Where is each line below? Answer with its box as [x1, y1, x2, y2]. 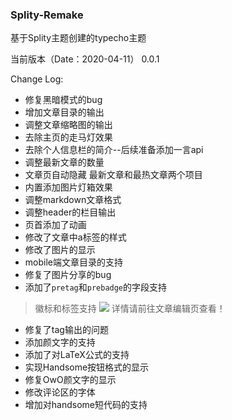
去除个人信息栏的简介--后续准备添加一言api [24, 144, 204, 156]
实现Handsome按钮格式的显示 [24, 361, 150, 373]
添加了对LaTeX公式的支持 [24, 349, 130, 361]
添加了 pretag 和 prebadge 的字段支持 [24, 281, 168, 293]
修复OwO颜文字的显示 [24, 374, 117, 386]
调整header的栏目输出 [24, 206, 117, 218]
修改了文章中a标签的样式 [24, 231, 127, 243]
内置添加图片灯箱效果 [24, 181, 113, 193]
